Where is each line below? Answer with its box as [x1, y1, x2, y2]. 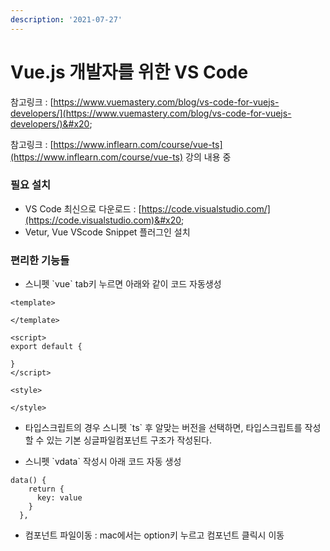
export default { [10, 342, 83, 352]
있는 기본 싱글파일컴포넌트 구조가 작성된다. [46, 434, 212, 446]
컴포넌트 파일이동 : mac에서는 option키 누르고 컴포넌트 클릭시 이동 [24, 529, 285, 541]
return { [28, 484, 65, 495]
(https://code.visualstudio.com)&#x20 [24, 214, 182, 226]
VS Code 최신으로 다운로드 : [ [24, 202, 142, 215]
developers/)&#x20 [10, 117, 90, 130]
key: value [36, 493, 83, 503]
